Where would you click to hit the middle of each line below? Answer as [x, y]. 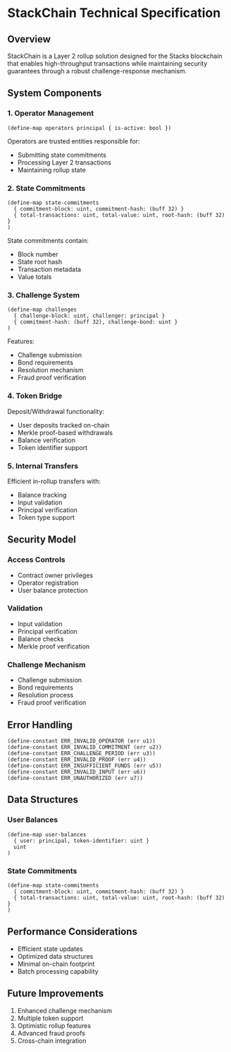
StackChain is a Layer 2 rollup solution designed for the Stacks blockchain [115, 56]
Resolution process [45, 695]
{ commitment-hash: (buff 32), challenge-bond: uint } [96, 322]
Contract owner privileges [55, 575]
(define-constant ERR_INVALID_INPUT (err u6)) [77, 772]
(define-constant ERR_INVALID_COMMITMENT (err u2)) [85, 747]
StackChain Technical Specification [114, 13]
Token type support [46, 517]
